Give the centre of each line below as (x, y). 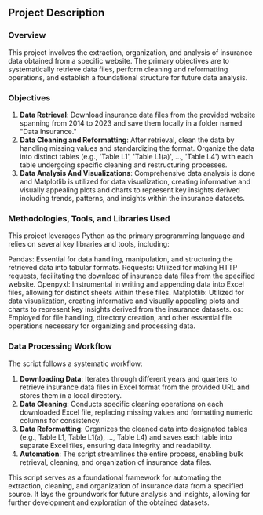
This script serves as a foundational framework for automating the (115, 477)
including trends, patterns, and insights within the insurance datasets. (132, 198)
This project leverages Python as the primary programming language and (126, 236)
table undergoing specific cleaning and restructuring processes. (123, 165)
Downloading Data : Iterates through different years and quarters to (128, 378)
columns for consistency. (60, 420)
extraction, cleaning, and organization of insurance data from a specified (126, 485)
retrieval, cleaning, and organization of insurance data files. (115, 462)
